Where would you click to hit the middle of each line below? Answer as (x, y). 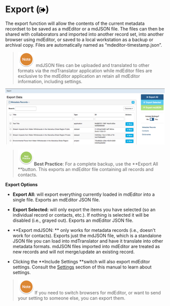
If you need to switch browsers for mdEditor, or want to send (98, 292)
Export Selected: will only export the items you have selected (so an (84, 210)
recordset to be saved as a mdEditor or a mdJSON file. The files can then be (85, 28)
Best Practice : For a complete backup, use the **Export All (96, 164)
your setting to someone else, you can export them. (71, 298)
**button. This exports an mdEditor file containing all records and (86, 169)
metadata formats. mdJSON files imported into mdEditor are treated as (86, 246)
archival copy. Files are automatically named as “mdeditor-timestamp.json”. (84, 45)
